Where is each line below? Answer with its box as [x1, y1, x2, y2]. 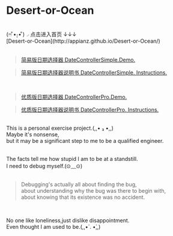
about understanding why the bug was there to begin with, [20, 187, 166, 194]
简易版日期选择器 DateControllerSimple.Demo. [20, 56, 136, 63]
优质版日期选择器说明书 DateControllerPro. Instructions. [20, 106, 159, 113]
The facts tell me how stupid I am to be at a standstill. [6, 155, 138, 162]
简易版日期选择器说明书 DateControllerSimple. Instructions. [20, 68, 167, 76]
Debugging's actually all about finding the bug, [20, 181, 137, 188]
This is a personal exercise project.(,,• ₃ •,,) [6, 124, 114, 132]
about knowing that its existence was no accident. [20, 193, 145, 201]
